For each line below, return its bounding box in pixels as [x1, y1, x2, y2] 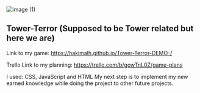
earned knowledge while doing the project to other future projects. [6, 80, 174, 87]
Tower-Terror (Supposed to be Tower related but [6, 23, 194, 34]
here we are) [6, 33, 55, 43]
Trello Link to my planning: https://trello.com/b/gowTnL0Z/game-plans [6, 61, 183, 69]
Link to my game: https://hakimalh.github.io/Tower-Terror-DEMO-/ [6, 49, 173, 56]
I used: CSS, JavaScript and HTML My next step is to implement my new [6, 73, 188, 80]
